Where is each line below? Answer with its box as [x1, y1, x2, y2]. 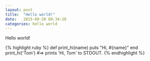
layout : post [5, 7, 33, 12]
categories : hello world [5, 21, 58, 26]
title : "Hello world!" [5, 12, 56, 17]
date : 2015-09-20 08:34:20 [5, 16, 67, 21]
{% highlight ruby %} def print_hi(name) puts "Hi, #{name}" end [5, 44, 138, 50]
